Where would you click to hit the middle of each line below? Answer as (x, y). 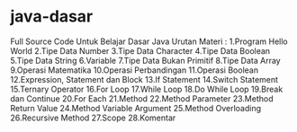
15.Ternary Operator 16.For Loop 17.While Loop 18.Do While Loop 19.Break (147, 89)
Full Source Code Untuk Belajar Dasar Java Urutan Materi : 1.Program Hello (149, 41)
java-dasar (52, 17)
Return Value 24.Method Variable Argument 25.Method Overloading (136, 108)
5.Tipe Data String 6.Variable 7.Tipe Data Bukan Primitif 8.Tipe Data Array (146, 60)
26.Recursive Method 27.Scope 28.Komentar (93, 118)
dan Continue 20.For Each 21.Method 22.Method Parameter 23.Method (142, 98)
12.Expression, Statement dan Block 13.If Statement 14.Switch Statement (144, 79)
